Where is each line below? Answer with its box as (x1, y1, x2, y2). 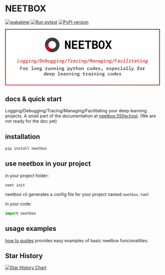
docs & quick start (5, 95, 62, 103)
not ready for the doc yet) (5, 118, 57, 124)
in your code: (5, 200, 32, 206)
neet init (5, 182, 26, 188)
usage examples (5, 225, 56, 233)
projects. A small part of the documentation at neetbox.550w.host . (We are (5, 113, 156, 119)
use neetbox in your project (5, 160, 91, 168)
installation (5, 132, 40, 141)
